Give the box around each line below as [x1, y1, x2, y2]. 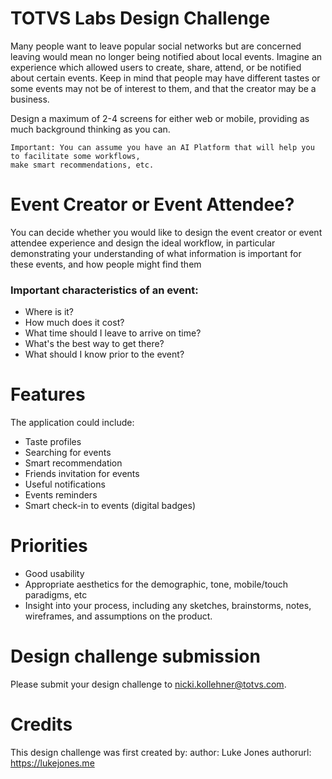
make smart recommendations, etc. [10, 160, 155, 170]
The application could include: [10, 417, 135, 429]
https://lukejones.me [10, 757, 95, 769]
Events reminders [24, 489, 98, 501]
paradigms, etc [24, 589, 88, 601]
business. [10, 93, 50, 105]
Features [10, 383, 86, 406]
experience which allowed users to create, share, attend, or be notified [10, 61, 302, 73]
